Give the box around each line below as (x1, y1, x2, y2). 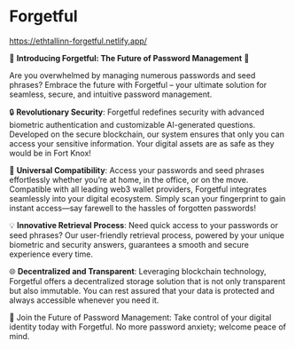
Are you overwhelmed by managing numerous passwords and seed (9, 69, 256, 81)
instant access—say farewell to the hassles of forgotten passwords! (9, 202, 257, 213)
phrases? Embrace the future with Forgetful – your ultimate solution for (9, 79, 268, 90)
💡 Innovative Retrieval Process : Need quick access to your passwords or (9, 219, 279, 230)
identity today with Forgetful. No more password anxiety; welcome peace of (9, 321, 286, 332)
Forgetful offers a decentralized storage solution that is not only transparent (9, 275, 286, 286)
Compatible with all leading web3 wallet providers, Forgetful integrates (9, 184, 268, 194)
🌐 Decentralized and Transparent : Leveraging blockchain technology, (9, 266, 267, 276)
